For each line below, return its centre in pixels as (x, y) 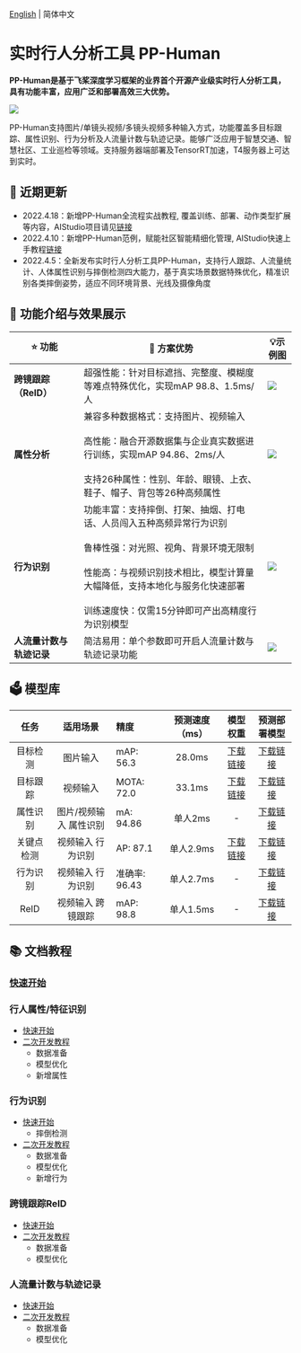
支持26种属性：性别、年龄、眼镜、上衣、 (170, 479)
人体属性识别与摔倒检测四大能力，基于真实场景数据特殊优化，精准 (160, 271)
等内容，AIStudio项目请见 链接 (77, 226)
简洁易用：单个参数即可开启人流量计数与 (169, 641)
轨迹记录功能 (111, 654)
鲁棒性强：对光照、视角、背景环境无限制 (169, 547)
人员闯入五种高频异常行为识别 (164, 523)
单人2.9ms (192, 849)
